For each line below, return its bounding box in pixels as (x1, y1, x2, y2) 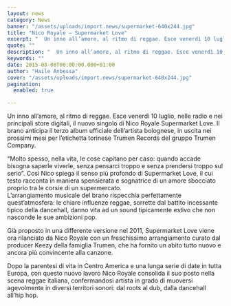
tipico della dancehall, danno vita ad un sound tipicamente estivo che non (7, 206, 215, 214)
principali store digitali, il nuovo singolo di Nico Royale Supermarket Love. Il (7, 119, 220, 127)
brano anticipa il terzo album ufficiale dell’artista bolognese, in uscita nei (7, 127, 212, 135)
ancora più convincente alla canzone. (7, 249, 113, 257)
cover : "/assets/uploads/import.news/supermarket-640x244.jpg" (7, 74, 192, 81)
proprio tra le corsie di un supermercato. (7, 184, 122, 192)
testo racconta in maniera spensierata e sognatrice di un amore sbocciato (7, 176, 217, 185)
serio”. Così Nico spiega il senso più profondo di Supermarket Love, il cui (7, 170, 213, 178)
